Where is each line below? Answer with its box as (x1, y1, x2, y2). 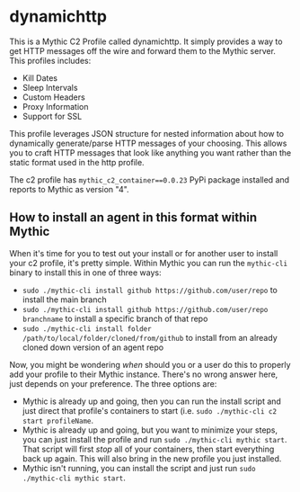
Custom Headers (22, 92, 85, 103)
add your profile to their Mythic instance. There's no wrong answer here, (9, 369, 278, 380)
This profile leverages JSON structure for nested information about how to (9, 128, 285, 139)
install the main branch (22, 294, 108, 305)
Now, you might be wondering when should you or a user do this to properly (9, 359, 291, 370)
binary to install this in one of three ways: (9, 267, 162, 278)
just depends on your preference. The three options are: (9, 378, 217, 389)
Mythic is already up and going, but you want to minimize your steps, (22, 425, 278, 435)
